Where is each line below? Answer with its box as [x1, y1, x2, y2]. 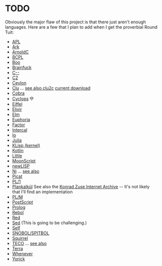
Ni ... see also [12, 168, 40, 174]
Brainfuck [12, 64, 32, 70]
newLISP [12, 163, 30, 169]
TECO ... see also [12, 240, 47, 246]
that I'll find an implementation [12, 189, 73, 195]
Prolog [12, 204, 26, 210]
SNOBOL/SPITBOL [12, 230, 49, 236]
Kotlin [12, 148, 24, 153]
